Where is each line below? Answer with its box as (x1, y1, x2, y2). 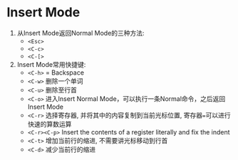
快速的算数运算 (27, 119, 72, 128)
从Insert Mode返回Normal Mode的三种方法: (16, 28, 145, 37)
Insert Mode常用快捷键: (16, 60, 86, 68)
